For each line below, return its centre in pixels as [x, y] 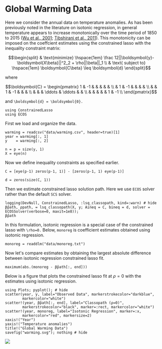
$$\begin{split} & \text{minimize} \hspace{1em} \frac [61, 57]
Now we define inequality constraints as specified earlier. [62, 162]
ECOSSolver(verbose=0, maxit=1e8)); [42, 211]
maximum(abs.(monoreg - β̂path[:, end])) [46, 267]
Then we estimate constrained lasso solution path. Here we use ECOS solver [80, 189]
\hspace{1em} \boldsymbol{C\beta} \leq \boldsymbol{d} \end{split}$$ [81, 68]
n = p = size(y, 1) [25, 149]
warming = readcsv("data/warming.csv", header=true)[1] [62, 132]
